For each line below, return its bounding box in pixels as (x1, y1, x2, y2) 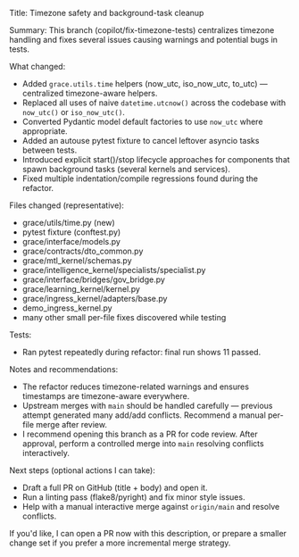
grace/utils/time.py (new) (21, 218, 116, 228)
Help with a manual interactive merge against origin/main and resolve (21, 502, 280, 511)
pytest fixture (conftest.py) (21, 227, 121, 237)
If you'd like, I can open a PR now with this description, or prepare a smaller (9, 528, 287, 538)
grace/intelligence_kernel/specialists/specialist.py (21, 265, 206, 275)
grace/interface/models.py (21, 237, 120, 246)
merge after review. (35, 420, 107, 429)
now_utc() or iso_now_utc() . (21, 107, 125, 117)
